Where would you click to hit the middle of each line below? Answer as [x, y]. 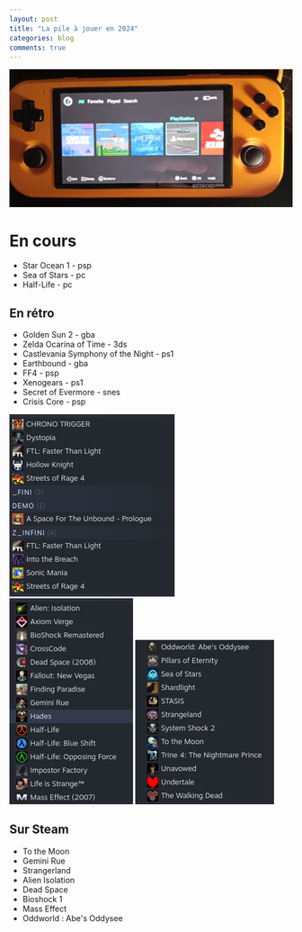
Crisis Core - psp [54, 402]
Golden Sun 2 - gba [59, 335]
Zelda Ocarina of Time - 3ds [75, 344]
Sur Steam [39, 830]
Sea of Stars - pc [54, 276]
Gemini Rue [44, 861]
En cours [43, 241]
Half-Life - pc [47, 285]
